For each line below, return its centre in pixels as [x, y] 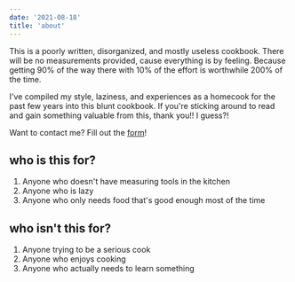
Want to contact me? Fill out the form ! [78, 132]
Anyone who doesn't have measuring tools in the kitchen [126, 182]
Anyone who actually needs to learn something [108, 269]
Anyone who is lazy [58, 191]
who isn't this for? [60, 228]
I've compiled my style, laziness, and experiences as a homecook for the [142, 96]
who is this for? [52, 160]
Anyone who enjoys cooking [74, 259]
